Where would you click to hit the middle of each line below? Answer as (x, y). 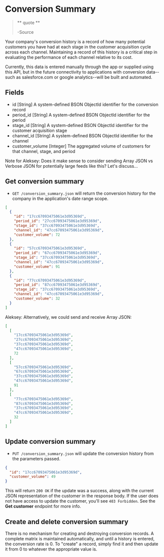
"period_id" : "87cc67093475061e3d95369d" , (58, 285)
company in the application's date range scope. (60, 198)
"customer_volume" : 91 (37, 266)
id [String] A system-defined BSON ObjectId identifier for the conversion (85, 104)
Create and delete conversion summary (67, 521)
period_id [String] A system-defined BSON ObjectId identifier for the (81, 115)
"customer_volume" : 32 (37, 299)
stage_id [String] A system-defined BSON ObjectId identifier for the (80, 125)
